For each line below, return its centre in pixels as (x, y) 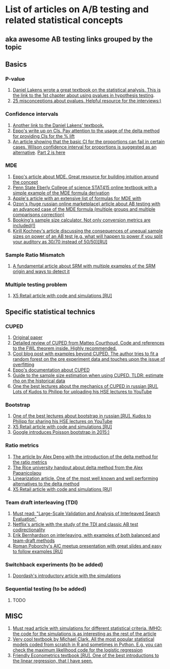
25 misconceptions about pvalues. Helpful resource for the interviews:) (87, 101)
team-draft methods (33, 541)
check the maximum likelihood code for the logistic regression (78, 650)
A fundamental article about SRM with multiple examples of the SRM (84, 266)
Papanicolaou (27, 473)
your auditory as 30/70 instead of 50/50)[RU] (60, 241)
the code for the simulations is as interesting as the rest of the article (84, 634)
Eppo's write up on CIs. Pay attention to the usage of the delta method (86, 131)
